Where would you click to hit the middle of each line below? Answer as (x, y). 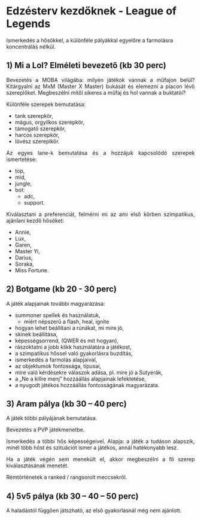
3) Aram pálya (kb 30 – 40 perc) (66, 404)
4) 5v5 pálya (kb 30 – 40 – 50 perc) (72, 496)
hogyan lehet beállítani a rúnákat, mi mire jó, (69, 328)
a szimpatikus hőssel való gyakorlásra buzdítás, (74, 353)
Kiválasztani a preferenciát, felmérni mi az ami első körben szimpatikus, (100, 214)
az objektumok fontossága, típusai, (58, 366)
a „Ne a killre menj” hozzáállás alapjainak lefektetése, (80, 379)
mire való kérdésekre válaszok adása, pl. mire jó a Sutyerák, (89, 372)
